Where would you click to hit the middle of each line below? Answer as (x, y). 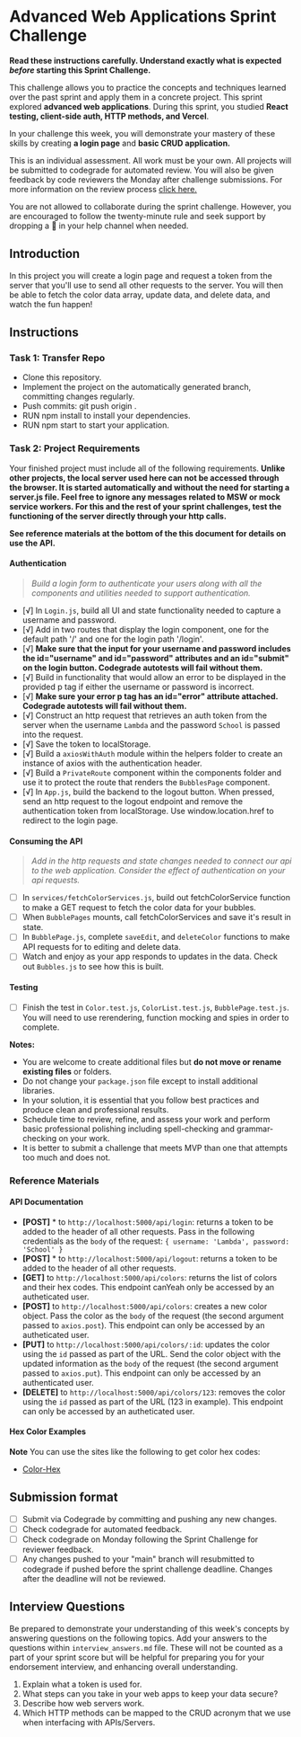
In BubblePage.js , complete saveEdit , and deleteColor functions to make (156, 937)
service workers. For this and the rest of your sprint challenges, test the (146, 506)
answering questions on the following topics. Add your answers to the (138, 1638)
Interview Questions (67, 1607)
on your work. (84, 1138)
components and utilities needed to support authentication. (141, 593)
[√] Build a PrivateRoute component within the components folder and (152, 772)
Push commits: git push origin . (79, 406)
